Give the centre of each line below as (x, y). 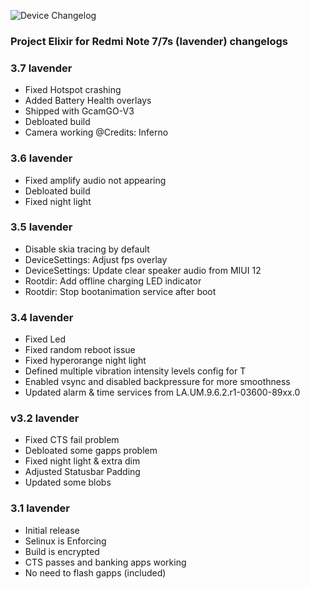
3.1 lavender (40, 508)
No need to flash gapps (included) (95, 572)
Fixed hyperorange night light (85, 361)
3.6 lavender (41, 158)
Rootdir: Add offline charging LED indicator (113, 281)
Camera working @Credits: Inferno (96, 132)
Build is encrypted (62, 551)
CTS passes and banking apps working (105, 562)
